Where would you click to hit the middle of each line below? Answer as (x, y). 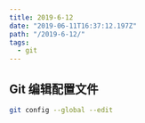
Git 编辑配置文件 (54, 89)
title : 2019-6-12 (41, 17)
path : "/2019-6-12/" (48, 34)
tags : (19, 42)
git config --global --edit (61, 110)
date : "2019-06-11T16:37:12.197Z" (73, 26)
